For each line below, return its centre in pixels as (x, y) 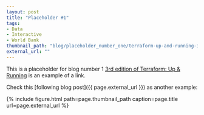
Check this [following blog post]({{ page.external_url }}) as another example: (102, 87)
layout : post (23, 12)
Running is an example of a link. (46, 75)
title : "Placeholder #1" (38, 18)
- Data (15, 29)
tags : (13, 23)
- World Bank (23, 40)
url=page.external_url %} (38, 105)
